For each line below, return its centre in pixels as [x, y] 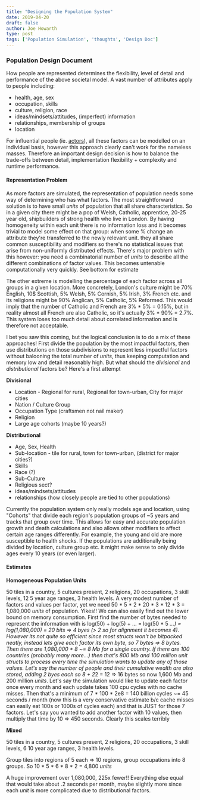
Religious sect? [33, 485]
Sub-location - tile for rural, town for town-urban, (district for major [97, 453]
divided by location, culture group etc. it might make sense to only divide [95, 547]
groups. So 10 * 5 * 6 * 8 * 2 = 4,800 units [59, 766]
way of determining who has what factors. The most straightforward [90, 199]
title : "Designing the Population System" [60, 12]
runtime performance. [33, 166]
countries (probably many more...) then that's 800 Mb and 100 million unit [97, 655]
